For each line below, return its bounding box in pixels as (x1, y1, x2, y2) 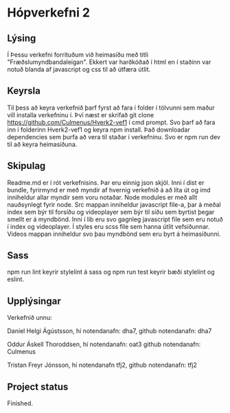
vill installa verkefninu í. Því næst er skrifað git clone (7, 110, 154, 119)
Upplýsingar (7, 295, 61, 307)
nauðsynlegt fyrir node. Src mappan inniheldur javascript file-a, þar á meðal (7, 200, 221, 208)
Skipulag (7, 160, 46, 172)
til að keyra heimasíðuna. (7, 140, 78, 148)
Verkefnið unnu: (7, 314, 53, 322)
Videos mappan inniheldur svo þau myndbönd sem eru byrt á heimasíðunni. (7, 230, 221, 238)
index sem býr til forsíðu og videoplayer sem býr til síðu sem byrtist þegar (7, 208, 215, 216)
